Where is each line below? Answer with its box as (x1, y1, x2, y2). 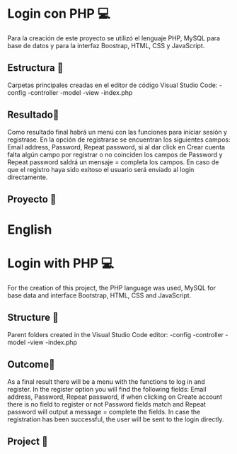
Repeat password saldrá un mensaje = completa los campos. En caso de (7, 157, 219, 166)
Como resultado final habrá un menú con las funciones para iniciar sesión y (7, 127, 228, 136)
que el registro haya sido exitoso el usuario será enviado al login (7, 165, 195, 174)
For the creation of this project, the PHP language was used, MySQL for (7, 284, 216, 293)
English (7, 222, 52, 238)
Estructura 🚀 (7, 62, 64, 74)
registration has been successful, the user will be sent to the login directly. (7, 415, 224, 424)
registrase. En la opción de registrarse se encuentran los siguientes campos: (7, 135, 231, 144)
